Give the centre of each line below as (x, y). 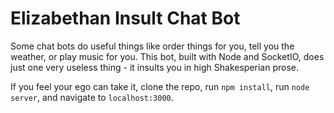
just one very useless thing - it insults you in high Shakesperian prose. (155, 67)
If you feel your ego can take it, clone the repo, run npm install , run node (160, 86)
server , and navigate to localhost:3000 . (92, 97)
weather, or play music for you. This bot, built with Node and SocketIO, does (167, 56)
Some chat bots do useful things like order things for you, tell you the (152, 46)
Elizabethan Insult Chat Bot (125, 18)
